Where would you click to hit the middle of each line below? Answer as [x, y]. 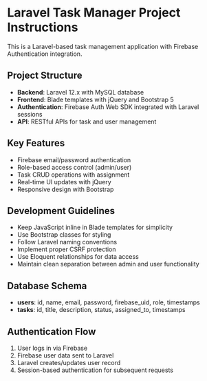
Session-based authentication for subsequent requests [95, 370]
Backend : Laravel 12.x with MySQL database [80, 92]
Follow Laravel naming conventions [67, 242]
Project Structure [45, 76]
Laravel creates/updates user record [69, 363]
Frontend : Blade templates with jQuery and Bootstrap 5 [95, 99]
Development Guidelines [61, 211]
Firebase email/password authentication [74, 159]
